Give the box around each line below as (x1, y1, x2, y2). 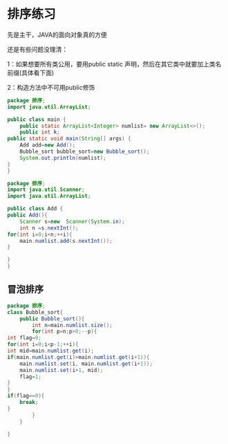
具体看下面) (21, 68, 55, 77)
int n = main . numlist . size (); (32, 322, 113, 329)
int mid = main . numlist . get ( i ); (7, 347, 95, 354)
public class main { (7, 115, 67, 123)
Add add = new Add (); (19, 142, 76, 149)
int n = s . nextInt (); (19, 224, 79, 232)
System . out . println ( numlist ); (19, 154, 107, 161)
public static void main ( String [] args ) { (7, 136, 131, 142)
